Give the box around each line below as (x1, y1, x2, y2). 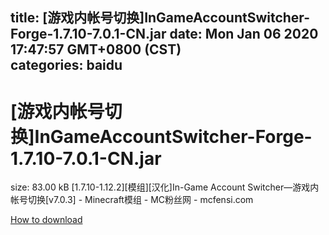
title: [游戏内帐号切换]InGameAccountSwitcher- (10, 9, 310, 27)
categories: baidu (10, 57, 123, 74)
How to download (10, 214, 83, 226)
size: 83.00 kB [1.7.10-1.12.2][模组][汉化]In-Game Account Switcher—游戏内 (10, 181, 320, 193)
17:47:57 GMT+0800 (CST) (10, 41, 182, 58)
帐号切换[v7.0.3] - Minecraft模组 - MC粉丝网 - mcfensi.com (10, 194, 254, 206)
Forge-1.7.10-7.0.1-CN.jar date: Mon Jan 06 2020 (10, 26, 319, 43)
